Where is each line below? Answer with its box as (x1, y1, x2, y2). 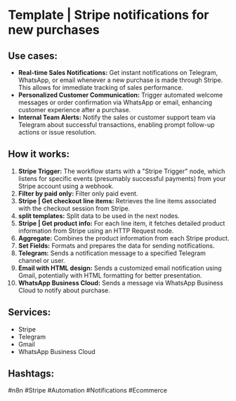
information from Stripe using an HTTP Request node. (18, 226, 174, 235)
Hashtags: (8, 368, 55, 380)
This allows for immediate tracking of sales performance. (18, 83, 183, 91)
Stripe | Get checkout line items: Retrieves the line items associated (18, 196, 216, 205)
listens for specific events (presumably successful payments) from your (18, 174, 227, 182)
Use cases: (8, 50, 58, 62)
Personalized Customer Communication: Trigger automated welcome (18, 91, 223, 99)
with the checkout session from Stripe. (18, 204, 131, 212)
